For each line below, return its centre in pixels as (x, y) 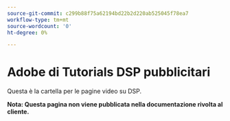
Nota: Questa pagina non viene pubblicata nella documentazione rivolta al (115, 105)
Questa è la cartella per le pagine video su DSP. (74, 91)
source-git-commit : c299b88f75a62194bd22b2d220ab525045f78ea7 (98, 13)
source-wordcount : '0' (39, 26)
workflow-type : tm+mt (38, 20)
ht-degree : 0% (27, 32)
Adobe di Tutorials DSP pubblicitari (109, 72)
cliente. (18, 112)
